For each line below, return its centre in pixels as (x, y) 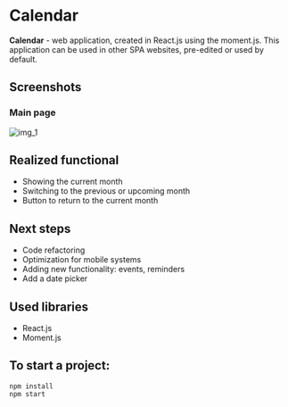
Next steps (40, 228)
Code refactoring (53, 250)
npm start (28, 394)
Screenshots (45, 87)
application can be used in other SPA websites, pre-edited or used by (137, 49)
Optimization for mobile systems (82, 260)
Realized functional (64, 160)
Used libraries (49, 307)
